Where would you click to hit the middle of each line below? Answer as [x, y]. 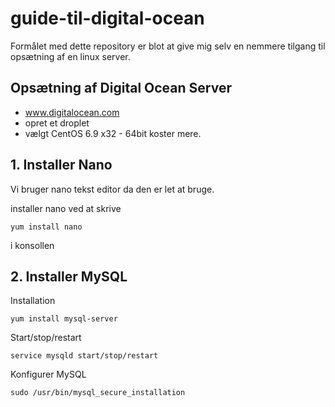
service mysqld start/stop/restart [84, 356]
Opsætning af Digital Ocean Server [121, 88]
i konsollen [32, 245]
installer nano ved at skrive [66, 208]
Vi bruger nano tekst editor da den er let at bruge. [112, 189]
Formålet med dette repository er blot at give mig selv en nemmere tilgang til [168, 46]
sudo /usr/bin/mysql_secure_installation [98, 393]
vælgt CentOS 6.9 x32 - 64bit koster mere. [113, 133]
